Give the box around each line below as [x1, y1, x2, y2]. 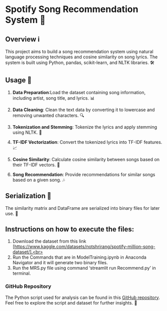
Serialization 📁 [5, 192, 52, 200]
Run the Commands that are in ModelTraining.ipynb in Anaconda [12, 254, 147, 260]
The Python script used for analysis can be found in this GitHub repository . [5, 294, 160, 300]
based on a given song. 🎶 [12, 177, 65, 183]
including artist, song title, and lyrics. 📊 [12, 95, 95, 101]
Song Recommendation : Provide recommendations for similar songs [12, 171, 155, 177]
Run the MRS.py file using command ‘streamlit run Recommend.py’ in [12, 265, 156, 271]
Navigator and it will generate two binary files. [12, 260, 108, 266]
